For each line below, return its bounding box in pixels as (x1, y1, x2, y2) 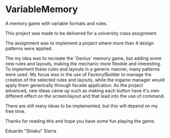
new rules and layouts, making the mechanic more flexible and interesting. (5, 60, 162, 66)
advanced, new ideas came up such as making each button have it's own (5, 87, 160, 93)
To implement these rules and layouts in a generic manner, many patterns (5, 66, 160, 72)
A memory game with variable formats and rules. (5, 20, 108, 26)
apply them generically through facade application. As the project (5, 82, 143, 88)
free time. (5, 108, 26, 114)
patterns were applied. (5, 45, 53, 51)
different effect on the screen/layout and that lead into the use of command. (5, 93, 165, 99)
